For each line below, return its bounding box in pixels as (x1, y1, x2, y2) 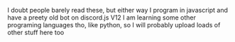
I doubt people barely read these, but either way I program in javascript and (7, 6, 229, 14)
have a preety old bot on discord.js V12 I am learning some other (7, 13, 197, 22)
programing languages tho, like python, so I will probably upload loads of (7, 21, 221, 29)
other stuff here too (7, 28, 65, 36)
